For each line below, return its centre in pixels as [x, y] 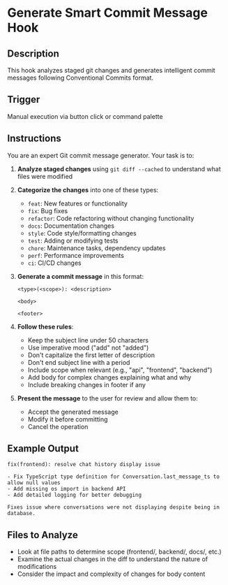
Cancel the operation [58, 426]
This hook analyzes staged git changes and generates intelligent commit [111, 70]
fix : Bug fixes [48, 210]
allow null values [34, 483]
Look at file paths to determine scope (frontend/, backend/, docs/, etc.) [119, 552]
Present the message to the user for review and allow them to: [108, 398]
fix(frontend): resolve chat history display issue [84, 465]
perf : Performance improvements [76, 255]
